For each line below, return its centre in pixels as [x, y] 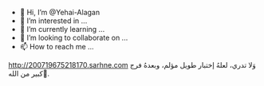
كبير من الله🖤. [29, 73]
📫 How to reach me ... [57, 47]
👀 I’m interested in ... [53, 21]
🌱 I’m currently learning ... [62, 29]
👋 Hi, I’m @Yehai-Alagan [60, 12]
